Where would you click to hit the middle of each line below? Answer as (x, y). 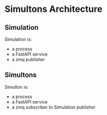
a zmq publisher (28, 59)
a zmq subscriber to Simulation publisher (54, 107)
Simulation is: (18, 39)
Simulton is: (17, 87)
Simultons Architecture (53, 9)
